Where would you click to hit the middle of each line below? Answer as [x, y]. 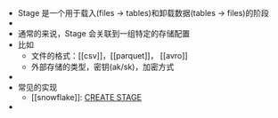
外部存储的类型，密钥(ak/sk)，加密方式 [102, 67]
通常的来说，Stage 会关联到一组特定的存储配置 [103, 33]
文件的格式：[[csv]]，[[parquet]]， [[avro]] [110, 55]
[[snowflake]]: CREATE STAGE [86, 97]
